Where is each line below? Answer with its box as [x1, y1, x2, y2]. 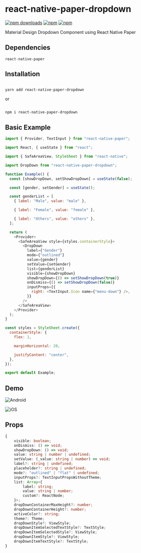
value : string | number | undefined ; [14, 452, 91, 457]
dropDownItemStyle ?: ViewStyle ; [14, 534, 80, 539]
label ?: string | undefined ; [14, 461, 73, 466]
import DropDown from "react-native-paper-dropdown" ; [5, 163, 117, 168]
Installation [5, 70, 40, 78]
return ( [9, 230, 27, 234]
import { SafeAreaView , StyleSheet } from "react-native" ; [5, 154, 128, 159]
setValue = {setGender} [26, 262, 71, 266]
